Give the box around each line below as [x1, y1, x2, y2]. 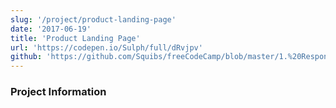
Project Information [10, 85, 107, 99]
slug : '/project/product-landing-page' [10, 14, 177, 25]
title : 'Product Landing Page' [10, 33, 141, 43]
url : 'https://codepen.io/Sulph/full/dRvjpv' [10, 42, 203, 53]
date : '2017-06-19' [10, 24, 92, 34]
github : [10, 52, 43, 62]
